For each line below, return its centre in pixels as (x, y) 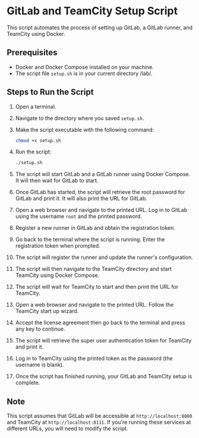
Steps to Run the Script (50, 92)
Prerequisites (32, 53)
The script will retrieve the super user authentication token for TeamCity (103, 341)
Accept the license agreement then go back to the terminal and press (100, 323)
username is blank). (40, 365)
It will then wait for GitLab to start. (57, 181)
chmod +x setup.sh (38, 141)
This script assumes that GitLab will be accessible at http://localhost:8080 (99, 416)
